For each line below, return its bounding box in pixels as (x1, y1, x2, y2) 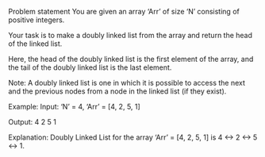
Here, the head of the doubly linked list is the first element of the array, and (8, 55, 254, 63)
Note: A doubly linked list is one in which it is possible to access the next (8, 78, 246, 87)
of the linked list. (8, 39, 63, 48)
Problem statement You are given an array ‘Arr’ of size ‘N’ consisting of (8, 7, 240, 16)
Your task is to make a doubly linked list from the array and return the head (8, 31, 252, 40)
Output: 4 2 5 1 (8, 117, 57, 126)
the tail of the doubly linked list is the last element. (8, 63, 172, 72)
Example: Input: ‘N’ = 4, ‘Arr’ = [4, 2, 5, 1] (8, 102, 140, 111)
